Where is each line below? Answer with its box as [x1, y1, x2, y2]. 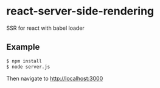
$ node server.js [6, 64, 50, 70]
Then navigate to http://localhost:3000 [6, 75, 103, 82]
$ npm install [6, 58, 43, 64]
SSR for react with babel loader [6, 24, 85, 32]
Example [6, 42, 40, 52]
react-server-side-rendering [6, 4, 155, 18]
